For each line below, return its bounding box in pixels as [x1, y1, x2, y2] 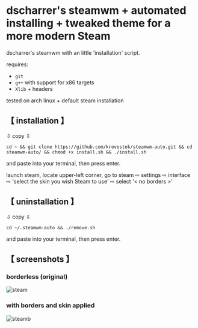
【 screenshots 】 [6, 254, 74, 264]
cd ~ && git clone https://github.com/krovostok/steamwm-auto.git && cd [6, 144, 193, 150]
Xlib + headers [14, 85, 53, 92]
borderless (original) [6, 272, 68, 280]
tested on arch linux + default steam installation [6, 97, 124, 104]
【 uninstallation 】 [6, 197, 79, 207]
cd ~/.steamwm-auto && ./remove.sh [6, 224, 96, 231]
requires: [6, 61, 29, 68]
